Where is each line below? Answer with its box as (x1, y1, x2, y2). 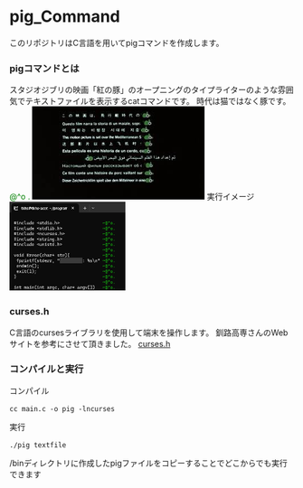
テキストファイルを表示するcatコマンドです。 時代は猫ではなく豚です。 (24, 96, 291, 107)
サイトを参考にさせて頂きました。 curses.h (9, 338, 171, 349)
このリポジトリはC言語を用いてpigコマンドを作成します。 (9, 37, 224, 48)
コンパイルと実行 (9, 363, 84, 376)
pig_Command (9, 6, 120, 27)
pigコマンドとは (9, 61, 80, 74)
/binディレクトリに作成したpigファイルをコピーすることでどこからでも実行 (9, 457, 288, 468)
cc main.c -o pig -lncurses (9, 404, 116, 413)
